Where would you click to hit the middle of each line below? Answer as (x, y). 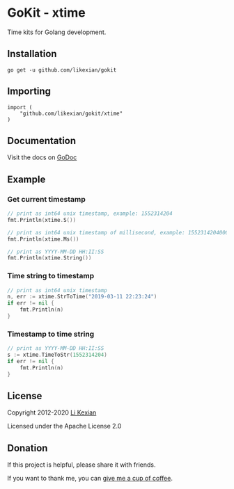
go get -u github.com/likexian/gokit (62, 70)
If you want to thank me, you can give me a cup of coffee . (90, 479)
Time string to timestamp (51, 276)
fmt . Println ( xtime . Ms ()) (43, 239)
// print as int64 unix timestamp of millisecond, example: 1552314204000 (118, 232)
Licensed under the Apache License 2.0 (64, 426)
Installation (32, 54)
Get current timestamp (46, 199)
